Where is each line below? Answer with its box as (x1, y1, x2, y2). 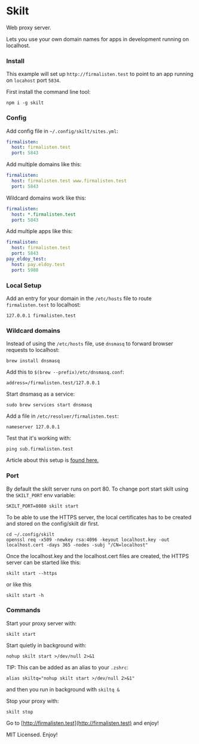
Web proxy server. (6, 24, 52, 31)
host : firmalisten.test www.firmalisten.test (11, 178, 127, 184)
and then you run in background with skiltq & (6, 685, 120, 693)
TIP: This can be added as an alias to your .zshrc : (6, 663, 128, 670)
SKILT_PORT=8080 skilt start (6, 503, 79, 509)
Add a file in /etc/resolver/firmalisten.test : (6, 412, 120, 420)
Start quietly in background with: (6, 641, 87, 649)
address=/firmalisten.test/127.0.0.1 (6, 380, 100, 386)
